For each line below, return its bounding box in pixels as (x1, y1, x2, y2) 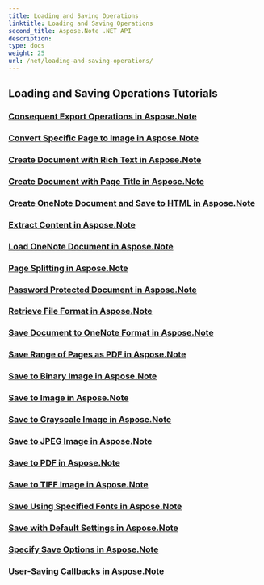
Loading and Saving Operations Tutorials (8, 86, 218, 101)
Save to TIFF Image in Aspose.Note (8, 478, 149, 490)
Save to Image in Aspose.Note (8, 392, 129, 403)
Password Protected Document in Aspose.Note (8, 284, 198, 295)
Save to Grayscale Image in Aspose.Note (8, 414, 172, 425)
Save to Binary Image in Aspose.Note (8, 370, 157, 382)
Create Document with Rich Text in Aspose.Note (8, 154, 202, 165)
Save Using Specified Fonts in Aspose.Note (8, 500, 182, 512)
